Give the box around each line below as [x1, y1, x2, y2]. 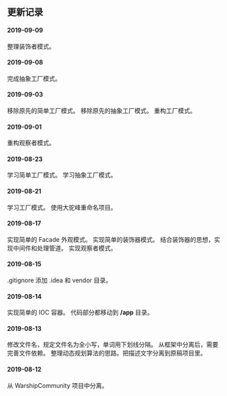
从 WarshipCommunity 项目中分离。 [7, 381, 108, 389]
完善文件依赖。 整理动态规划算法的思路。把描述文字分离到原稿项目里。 [7, 349, 206, 358]
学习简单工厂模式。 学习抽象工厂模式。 [7, 171, 117, 180]
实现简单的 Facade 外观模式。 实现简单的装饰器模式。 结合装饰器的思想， [7, 235, 215, 243]
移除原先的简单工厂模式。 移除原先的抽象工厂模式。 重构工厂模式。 [7, 107, 196, 114]
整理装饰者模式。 [7, 42, 55, 50]
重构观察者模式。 [7, 139, 55, 147]
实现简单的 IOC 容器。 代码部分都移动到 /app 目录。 [7, 308, 154, 317]
